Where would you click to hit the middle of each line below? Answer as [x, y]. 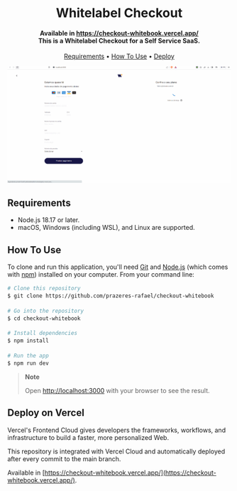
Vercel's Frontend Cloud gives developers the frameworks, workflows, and [116, 430]
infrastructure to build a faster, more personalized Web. [88, 437]
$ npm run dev [28, 363]
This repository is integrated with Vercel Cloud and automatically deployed [116, 451]
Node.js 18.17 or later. [49, 220]
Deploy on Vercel [46, 413]
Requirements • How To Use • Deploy [119, 56]
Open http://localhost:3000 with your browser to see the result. [117, 390]
